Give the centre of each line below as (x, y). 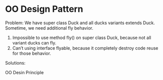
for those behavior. (31, 53)
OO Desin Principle (25, 72)
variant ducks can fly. (34, 42)
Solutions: (15, 63)
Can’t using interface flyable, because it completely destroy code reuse (85, 48)
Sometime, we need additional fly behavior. (49, 28)
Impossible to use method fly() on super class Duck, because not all (81, 38)
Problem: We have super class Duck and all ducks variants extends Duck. (80, 23)
